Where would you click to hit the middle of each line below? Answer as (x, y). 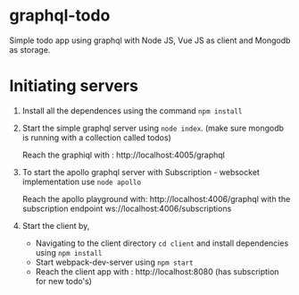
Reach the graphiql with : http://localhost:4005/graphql (123, 155)
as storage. (30, 49)
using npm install (69, 252)
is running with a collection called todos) (96, 137)
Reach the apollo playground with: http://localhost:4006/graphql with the (156, 198)
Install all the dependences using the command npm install (132, 110)
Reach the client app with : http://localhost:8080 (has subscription (157, 271)
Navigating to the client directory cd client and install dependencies (162, 243)
